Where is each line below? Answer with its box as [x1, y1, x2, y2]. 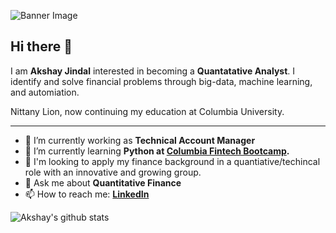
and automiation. [10, 86, 80, 98]
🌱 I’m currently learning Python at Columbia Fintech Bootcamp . [24, 145, 290, 157]
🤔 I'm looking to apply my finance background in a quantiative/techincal [24, 155, 321, 167]
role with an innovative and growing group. [24, 166, 202, 178]
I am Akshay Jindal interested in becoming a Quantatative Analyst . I [10, 65, 296, 77]
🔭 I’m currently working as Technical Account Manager [24, 134, 256, 146]
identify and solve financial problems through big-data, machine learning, [10, 75, 313, 87]
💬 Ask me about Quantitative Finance [24, 176, 182, 189]
